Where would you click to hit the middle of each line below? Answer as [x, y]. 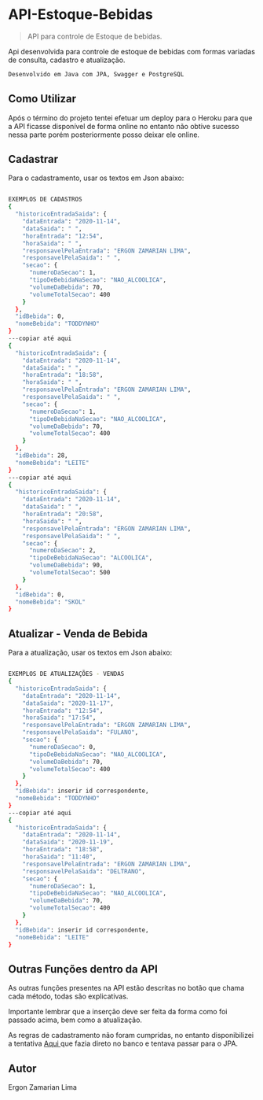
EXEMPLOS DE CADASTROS [45, 199]
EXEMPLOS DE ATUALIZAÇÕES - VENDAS [66, 674]
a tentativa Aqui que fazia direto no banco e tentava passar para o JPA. [123, 1043]
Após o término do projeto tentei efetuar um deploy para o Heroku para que [130, 118]
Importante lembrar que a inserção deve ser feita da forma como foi [118, 1012]
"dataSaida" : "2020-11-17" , [68, 703]
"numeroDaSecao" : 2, [62, 551]
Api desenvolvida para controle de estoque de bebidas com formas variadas [131, 51]
